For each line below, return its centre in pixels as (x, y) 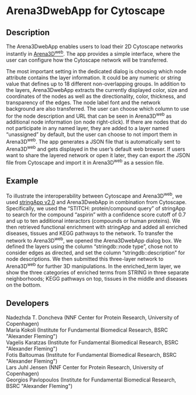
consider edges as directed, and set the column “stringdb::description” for (96, 253)
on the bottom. (24, 285)
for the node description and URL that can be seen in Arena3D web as (89, 115)
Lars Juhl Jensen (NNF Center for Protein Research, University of (85, 367)
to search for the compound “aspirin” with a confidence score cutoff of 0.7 (96, 214)
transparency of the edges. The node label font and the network (83, 102)
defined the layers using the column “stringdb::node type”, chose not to (92, 247)
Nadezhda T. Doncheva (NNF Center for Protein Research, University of (93, 317)
